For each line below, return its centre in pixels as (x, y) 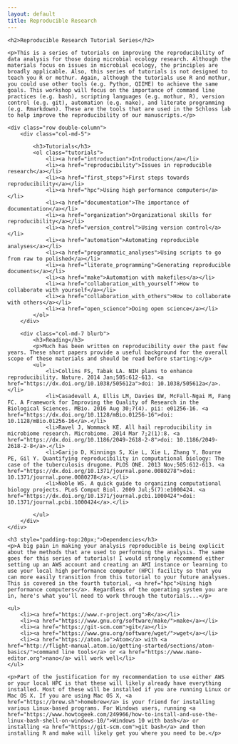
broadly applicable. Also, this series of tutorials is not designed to (118, 71)
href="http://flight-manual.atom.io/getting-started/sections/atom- (111, 646)
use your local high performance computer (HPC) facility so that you (114, 571)
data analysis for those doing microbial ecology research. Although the (119, 59)
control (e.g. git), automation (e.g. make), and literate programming (116, 103)
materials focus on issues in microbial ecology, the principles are (113, 65)
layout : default (31, 14)
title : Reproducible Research (52, 21)
